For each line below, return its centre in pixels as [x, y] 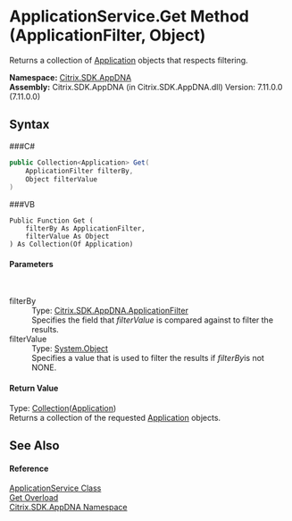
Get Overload [34, 498]
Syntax [29, 125]
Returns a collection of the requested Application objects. [115, 417]
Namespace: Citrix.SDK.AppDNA [71, 77]
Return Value [34, 388]
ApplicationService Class [55, 488]
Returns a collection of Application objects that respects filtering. [129, 60]
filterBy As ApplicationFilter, [85, 229]
